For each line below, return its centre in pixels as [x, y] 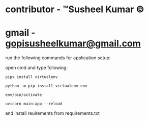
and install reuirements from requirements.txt [53, 113]
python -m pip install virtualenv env [46, 86]
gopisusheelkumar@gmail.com [73, 44]
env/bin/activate [24, 95]
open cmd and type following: [36, 68]
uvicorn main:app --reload [34, 104]
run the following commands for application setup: [58, 58]
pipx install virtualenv [32, 77]
